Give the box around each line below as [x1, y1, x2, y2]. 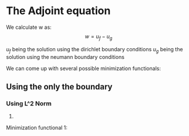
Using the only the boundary [6, 81, 113, 92]
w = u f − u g [85, 32, 113, 41]
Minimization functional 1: [6, 124, 67, 131]
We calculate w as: [6, 24, 52, 31]
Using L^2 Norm [6, 99, 52, 107]
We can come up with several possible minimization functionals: [6, 65, 161, 72]
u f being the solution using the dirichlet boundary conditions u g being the [6, 45, 183, 54]
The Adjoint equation [6, 4, 111, 18]
